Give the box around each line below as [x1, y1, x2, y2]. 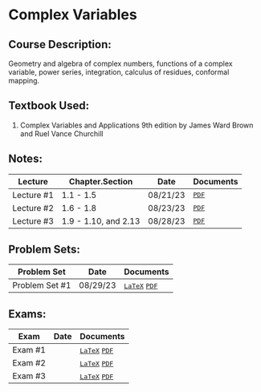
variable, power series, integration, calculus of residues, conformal [8, 67, 230, 77]
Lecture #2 [12, 202, 55, 213]
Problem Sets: [8, 243, 80, 257]
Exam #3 [12, 370, 47, 382]
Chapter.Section [68, 176, 133, 187]
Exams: [8, 307, 47, 321]
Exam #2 [12, 358, 47, 369]
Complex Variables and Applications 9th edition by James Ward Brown [19, 120, 254, 130]
